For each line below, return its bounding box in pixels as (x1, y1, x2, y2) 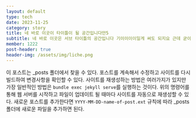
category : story (6, 25, 46, 31)
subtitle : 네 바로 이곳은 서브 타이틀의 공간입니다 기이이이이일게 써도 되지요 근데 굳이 (6, 36, 192, 41)
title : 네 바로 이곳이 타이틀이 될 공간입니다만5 (6, 30, 109, 36)
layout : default (6, 8, 46, 15)
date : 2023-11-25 (6, 19, 49, 25)
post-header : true (6, 47, 51, 53)
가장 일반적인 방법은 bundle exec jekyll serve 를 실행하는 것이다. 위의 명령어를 (6, 83, 190, 91)
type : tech (6, 14, 33, 20)
